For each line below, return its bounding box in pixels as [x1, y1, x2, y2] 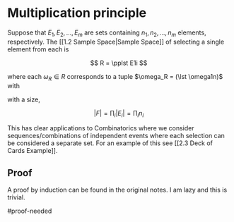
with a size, [7, 95, 40, 104]
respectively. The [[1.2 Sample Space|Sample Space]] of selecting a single [7, 37, 225, 46]
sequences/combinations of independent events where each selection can [7, 132, 225, 140]
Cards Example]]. [7, 147, 58, 155]
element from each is [7, 44, 69, 54]
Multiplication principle [7, 5, 147, 21]
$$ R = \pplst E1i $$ [90, 58, 148, 67]
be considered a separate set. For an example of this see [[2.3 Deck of [7, 139, 213, 147]
